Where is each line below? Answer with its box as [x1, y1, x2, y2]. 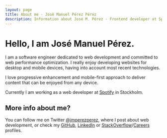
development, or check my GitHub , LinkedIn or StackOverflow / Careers [5, 122, 150, 128]
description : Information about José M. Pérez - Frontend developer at [5, 16, 157, 21]
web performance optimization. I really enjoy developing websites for [5, 60, 147, 66]
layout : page [5, 7, 32, 12]
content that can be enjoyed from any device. [5, 80, 98, 86]
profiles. [5, 128, 22, 134]
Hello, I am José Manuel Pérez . [5, 38, 135, 49]
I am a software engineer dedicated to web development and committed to [5, 54, 158, 60]
